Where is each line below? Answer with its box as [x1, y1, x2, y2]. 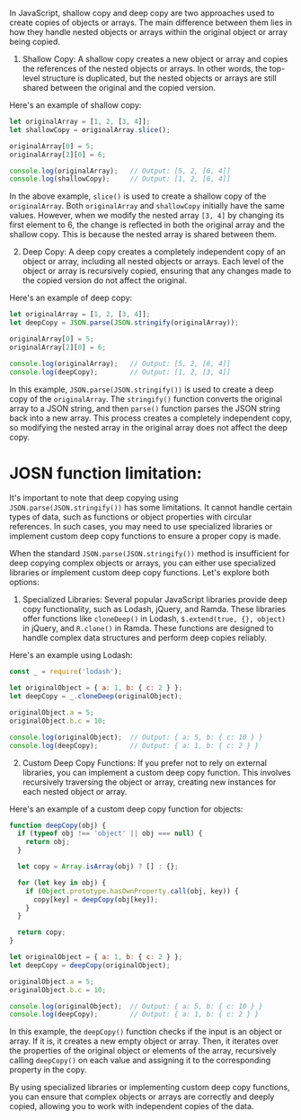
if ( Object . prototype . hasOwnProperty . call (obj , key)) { [25, 886, 240, 895]
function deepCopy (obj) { [9, 821, 106, 830]
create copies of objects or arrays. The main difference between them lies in [9, 17, 293, 28]
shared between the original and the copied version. [22, 83, 217, 93]
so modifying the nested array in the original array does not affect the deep [9, 422, 288, 432]
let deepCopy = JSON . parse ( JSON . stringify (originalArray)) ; [9, 318, 240, 327]
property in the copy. [9, 1064, 87, 1075]
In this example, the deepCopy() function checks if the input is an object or [9, 1027, 283, 1037]
